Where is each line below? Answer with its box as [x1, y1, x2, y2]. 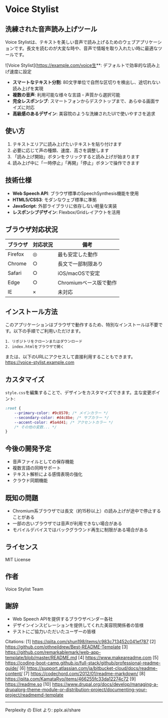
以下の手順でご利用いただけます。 [13, 328, 83, 334]
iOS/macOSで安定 [57, 270, 100, 277]
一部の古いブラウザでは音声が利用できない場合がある [12, 520, 122, 526]
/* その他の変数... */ [14, 425, 57, 430]
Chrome [7, 260, 26, 267]
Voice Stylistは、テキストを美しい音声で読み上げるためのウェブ [5, 39, 136, 45]
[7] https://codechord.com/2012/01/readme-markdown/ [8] [23, 671, 145, 677]
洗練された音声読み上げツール [5, 25, 97, 33]
